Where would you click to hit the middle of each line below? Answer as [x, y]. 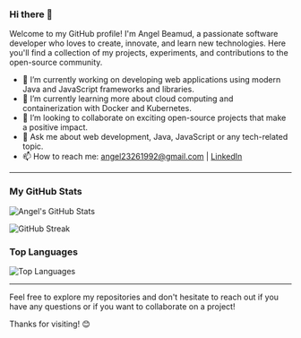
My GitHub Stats [46, 192]
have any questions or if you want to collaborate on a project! [122, 306]
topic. [33, 146]
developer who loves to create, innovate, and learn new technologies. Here [148, 43]
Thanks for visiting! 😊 [50, 324]
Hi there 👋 [31, 14]
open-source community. [56, 63]
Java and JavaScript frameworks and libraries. [108, 90]
